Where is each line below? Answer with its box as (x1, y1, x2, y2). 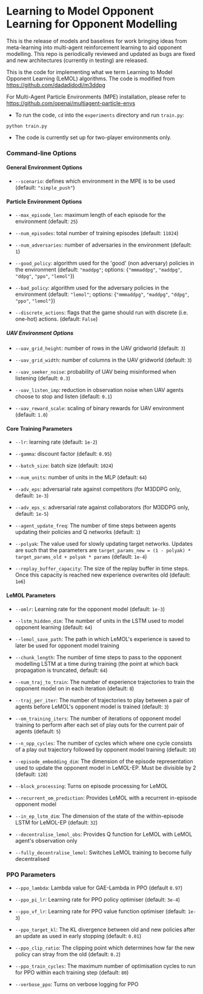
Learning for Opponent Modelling (6, 17, 178, 31)
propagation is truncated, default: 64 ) (15, 667, 108, 674)
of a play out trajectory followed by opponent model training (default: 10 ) (15, 746, 196, 753)
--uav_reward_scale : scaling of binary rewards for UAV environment (15, 405, 184, 412)
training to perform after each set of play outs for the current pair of (15, 721, 185, 728)
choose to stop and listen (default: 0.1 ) (15, 393, 113, 400)
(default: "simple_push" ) (15, 184, 75, 191)
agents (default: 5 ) (15, 727, 61, 735)
